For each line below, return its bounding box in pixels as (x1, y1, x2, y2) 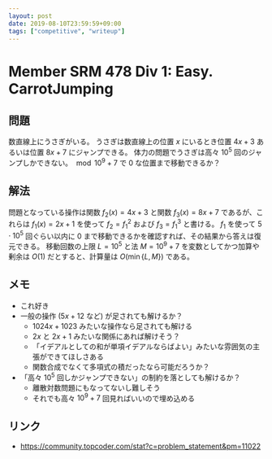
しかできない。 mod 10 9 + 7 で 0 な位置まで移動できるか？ (22, 156, 221, 168)
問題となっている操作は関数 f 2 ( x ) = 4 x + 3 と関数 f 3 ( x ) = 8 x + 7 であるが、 (8, 207, 257, 219)
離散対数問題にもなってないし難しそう (32, 382, 161, 392)
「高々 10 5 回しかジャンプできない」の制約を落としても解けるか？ (19, 371, 241, 382)
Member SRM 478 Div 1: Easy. (8, 62, 214, 81)
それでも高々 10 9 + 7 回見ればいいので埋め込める (32, 391, 196, 403)
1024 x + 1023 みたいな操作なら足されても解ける (32, 321, 192, 330)
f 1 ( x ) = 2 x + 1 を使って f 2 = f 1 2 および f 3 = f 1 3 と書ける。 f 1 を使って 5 (31, 217, 262, 230)
